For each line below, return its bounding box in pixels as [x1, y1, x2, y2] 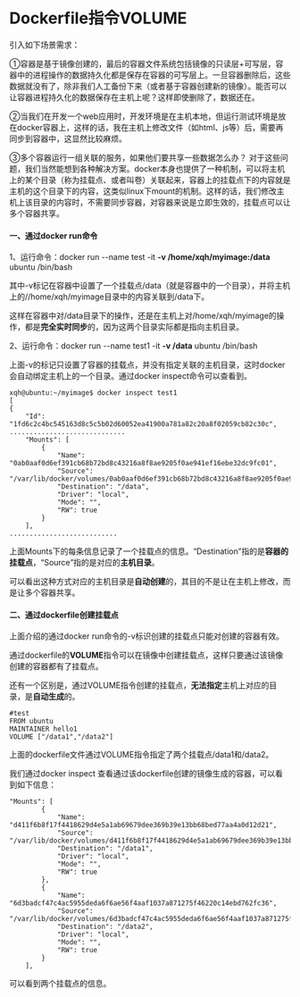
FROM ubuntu [9, 716, 54, 726]
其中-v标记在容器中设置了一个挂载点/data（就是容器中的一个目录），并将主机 [9, 281, 291, 291]
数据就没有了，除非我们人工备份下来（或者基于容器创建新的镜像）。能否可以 [9, 80, 287, 91]
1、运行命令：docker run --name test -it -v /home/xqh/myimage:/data [9, 252, 271, 263]
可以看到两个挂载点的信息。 [9, 978, 112, 989]
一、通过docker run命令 [9, 230, 98, 241]
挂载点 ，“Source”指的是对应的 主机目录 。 [9, 557, 160, 568]
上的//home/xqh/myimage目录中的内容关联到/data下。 [9, 291, 210, 302]
